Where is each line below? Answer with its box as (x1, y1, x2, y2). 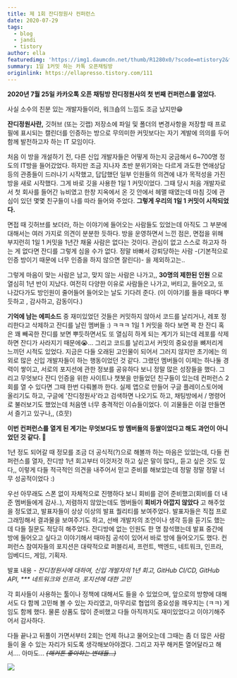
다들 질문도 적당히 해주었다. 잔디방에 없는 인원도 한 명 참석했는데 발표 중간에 (14, 524, 224, 533)
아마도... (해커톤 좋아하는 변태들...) (21, 648, 116, 657)
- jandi (13, 37, 37, 44)
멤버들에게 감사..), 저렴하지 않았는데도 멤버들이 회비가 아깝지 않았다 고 (14, 498, 207, 507)
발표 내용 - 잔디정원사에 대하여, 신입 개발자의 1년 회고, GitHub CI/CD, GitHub (7, 566, 220, 574)
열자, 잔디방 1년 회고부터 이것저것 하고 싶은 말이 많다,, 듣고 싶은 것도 (31, 456, 219, 465)
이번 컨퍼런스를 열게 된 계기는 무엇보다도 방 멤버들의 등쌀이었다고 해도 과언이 (7, 424, 216, 432)
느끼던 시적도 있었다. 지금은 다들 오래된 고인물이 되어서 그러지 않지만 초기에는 (7, 347, 220, 356)
